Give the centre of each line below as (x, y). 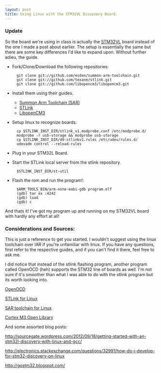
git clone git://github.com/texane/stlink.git (64, 80)
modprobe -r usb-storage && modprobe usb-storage (67, 135)
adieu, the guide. (22, 57)
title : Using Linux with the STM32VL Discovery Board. (61, 14)
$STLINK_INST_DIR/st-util (43, 171)
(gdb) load (28, 197)
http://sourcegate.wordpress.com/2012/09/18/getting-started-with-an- (76, 337)
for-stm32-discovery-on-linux (35, 356)
